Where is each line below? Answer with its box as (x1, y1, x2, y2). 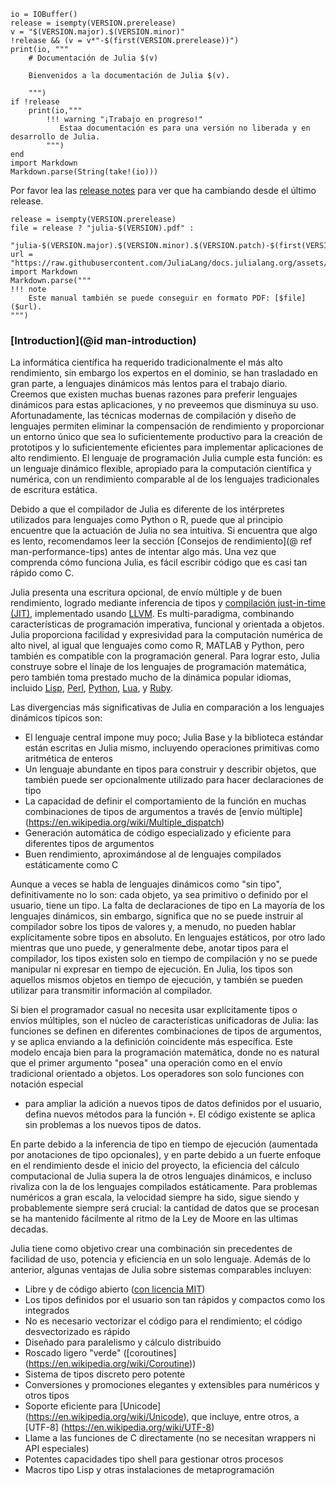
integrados (24, 1305, 70, 1317)
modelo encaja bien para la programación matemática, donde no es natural (10, 1046, 320, 1059)
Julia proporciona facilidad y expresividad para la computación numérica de (10, 629, 323, 641)
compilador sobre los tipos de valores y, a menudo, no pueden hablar (10, 921, 297, 933)
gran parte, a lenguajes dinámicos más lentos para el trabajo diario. (10, 378, 288, 390)
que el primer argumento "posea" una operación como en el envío (10, 1057, 283, 1069)
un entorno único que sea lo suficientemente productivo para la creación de (10, 431, 323, 443)
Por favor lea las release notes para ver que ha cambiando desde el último (10, 185, 317, 196)
